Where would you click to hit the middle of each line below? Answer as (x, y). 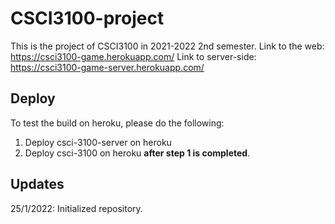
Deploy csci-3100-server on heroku (98, 142)
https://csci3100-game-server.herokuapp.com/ (107, 67)
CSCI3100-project (87, 18)
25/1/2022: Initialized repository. (76, 208)
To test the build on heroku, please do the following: (117, 123)
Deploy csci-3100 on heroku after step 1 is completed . (137, 153)
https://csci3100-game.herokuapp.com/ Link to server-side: (133, 56)
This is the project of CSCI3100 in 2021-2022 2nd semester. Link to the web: (167, 46)
